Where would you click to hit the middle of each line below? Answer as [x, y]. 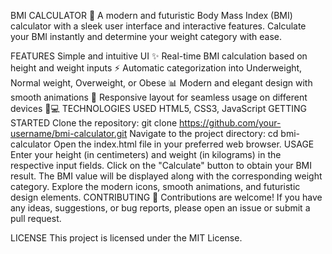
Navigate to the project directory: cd [204, 133]
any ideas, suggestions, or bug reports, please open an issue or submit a [160, 208]
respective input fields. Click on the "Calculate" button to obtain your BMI [161, 165]
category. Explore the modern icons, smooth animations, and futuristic [155, 186]
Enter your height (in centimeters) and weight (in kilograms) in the [146, 154]
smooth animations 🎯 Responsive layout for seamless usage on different [159, 97]
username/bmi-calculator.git [69, 133]
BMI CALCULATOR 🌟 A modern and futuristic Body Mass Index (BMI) [151, 15]
